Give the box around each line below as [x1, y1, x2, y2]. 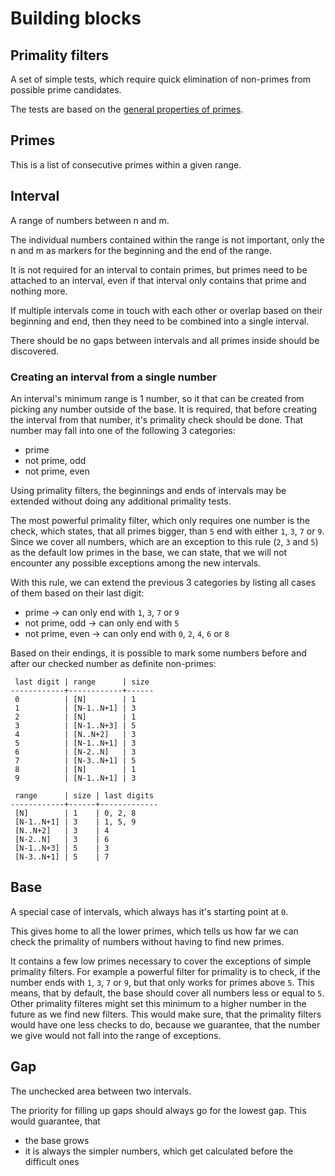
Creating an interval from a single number [10, 370, 217, 384]
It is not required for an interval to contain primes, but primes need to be [10, 263, 308, 276]
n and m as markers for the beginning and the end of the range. [10, 244, 272, 256]
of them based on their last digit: [10, 587, 145, 599]
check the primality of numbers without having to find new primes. [10, 935, 285, 947]
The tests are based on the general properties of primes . [10, 103, 244, 115]
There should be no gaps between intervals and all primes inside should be [10, 334, 320, 346]
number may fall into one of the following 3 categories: [10, 424, 236, 436]
